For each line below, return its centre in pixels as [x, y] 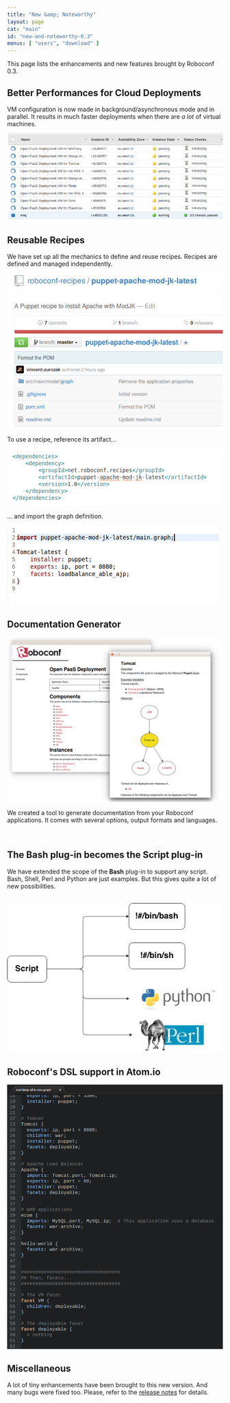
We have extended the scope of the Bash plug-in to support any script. [107, 871]
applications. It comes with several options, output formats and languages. [112, 820]
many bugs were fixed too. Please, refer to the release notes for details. [108, 1392]
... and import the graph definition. [55, 516]
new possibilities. [31, 886]
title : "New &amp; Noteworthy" [52, 14]
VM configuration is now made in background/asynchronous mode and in [111, 109]
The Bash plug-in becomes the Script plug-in [105, 855]
